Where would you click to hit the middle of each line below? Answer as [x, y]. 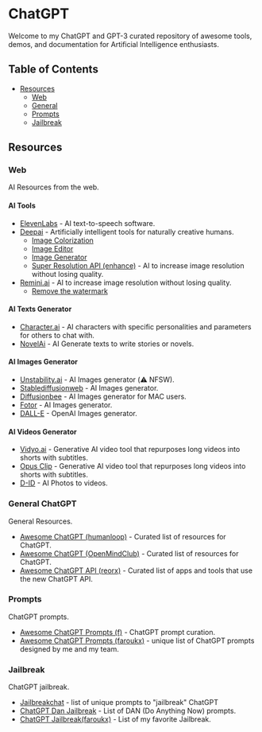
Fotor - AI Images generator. [66, 405]
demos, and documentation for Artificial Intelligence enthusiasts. [114, 44]
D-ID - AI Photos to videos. [64, 483]
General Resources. [40, 521]
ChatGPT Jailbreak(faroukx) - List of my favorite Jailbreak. [116, 719]
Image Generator [59, 257]
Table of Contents [54, 70]
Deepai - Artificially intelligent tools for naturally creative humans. [127, 232]
